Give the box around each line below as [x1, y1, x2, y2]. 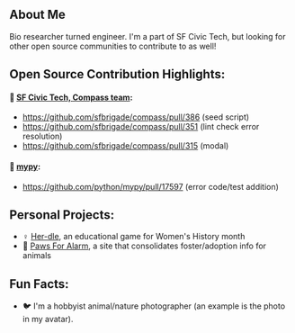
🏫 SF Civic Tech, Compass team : [9, 92, 133, 103]
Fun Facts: [9, 276, 69, 292]
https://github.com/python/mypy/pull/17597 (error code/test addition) [22, 181, 279, 192]
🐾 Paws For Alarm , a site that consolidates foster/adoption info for [22, 240, 267, 251]
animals [22, 250, 52, 261]
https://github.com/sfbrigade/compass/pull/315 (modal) [22, 140, 229, 151]
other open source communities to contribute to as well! [9, 40, 217, 51]
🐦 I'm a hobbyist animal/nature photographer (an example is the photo [22, 301, 286, 311]
